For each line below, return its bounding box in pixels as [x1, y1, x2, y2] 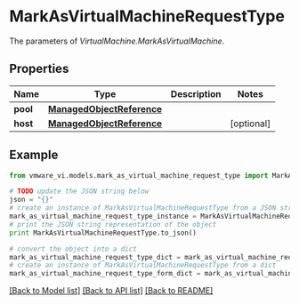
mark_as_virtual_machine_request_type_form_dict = [9, 269, 201, 278]
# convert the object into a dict [9, 244, 138, 253]
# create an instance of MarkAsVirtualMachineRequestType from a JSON [9, 204, 277, 212]
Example [9, 148, 59, 163]
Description [170, 87, 222, 100]
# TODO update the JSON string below [9, 187, 149, 196]
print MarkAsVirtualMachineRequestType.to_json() [9, 228, 198, 237]
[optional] [230, 117, 271, 130]
